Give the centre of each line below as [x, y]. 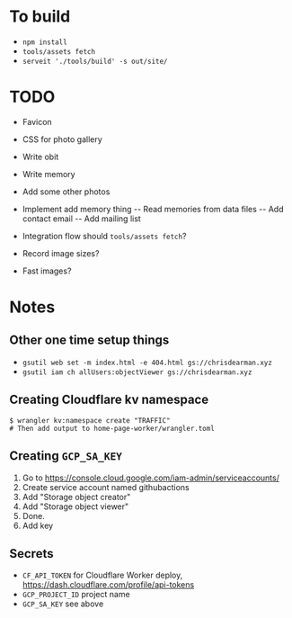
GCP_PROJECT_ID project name [76, 595]
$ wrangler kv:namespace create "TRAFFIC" [90, 420]
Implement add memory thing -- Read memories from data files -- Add [153, 209]
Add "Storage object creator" [76, 497]
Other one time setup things [89, 340]
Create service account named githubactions [106, 487]
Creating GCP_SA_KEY [66, 456]
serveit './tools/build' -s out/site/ [95, 61]
